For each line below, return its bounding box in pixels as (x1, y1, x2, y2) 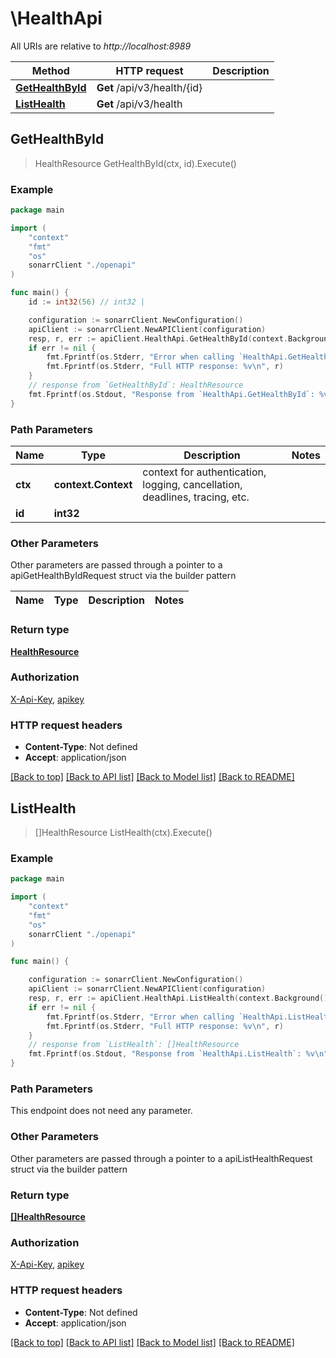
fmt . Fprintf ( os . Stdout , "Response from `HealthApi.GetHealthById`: (28, 389, 315, 399)
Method (31, 63, 70, 77)
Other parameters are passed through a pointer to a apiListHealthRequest (10, 1152, 313, 1164)
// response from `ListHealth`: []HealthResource (28, 1040, 240, 1050)
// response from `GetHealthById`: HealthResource (28, 380, 244, 391)
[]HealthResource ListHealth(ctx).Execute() (34, 826, 213, 838)
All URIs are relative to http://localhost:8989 (10, 40, 192, 52)
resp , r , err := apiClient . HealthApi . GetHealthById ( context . (28, 333, 288, 344)
